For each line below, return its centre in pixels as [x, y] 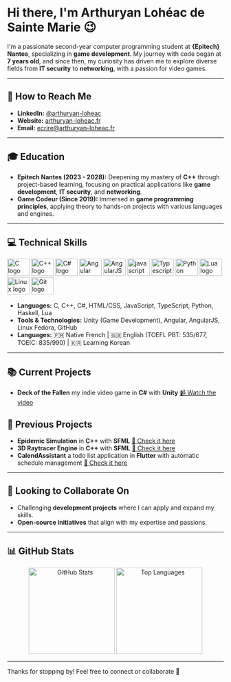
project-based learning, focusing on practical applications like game [114, 184]
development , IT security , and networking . [79, 192]
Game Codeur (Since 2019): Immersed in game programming [105, 199]
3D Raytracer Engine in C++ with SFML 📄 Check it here [96, 448]
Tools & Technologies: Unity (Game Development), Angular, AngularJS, [118, 320]
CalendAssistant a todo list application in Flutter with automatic [108, 455]
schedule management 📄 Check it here [72, 463]
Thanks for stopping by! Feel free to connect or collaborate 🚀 [93, 671]
